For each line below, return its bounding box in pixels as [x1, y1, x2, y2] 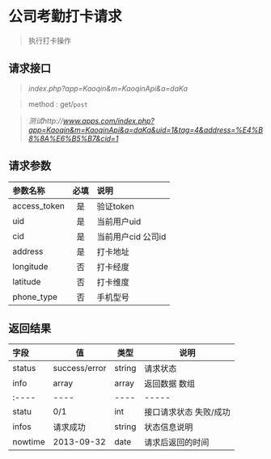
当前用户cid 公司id [96, 231, 167, 242]
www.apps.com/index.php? [62, 116, 155, 125]
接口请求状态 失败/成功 [144, 406, 231, 418]
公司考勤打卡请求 [8, 7, 123, 26]
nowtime [12, 436, 46, 448]
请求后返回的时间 [144, 437, 210, 448]
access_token [12, 200, 65, 211]
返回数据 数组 [144, 378, 196, 390]
